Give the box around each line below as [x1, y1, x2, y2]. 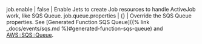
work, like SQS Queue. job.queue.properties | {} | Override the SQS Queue [6, 12, 192, 19]
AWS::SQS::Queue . [6, 31, 54, 39]
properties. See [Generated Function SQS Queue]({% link [6, 19, 150, 25]
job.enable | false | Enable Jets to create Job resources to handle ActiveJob [6, 6, 196, 13]
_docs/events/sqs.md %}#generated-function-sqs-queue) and [6, 25, 163, 32]
